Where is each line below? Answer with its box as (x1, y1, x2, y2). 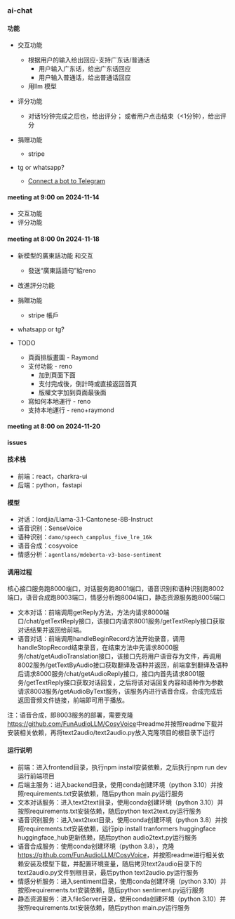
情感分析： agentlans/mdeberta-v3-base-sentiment (17, 550, 162, 559)
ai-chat (7, 6, 33, 15)
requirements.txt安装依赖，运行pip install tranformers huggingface (23, 824, 216, 833)
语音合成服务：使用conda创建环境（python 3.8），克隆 (17, 842, 175, 850)
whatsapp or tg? (17, 325, 65, 333)
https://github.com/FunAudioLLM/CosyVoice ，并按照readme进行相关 (17, 850, 218, 859)
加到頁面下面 (38, 371, 76, 379)
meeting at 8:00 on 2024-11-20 (7, 422, 100, 430)
